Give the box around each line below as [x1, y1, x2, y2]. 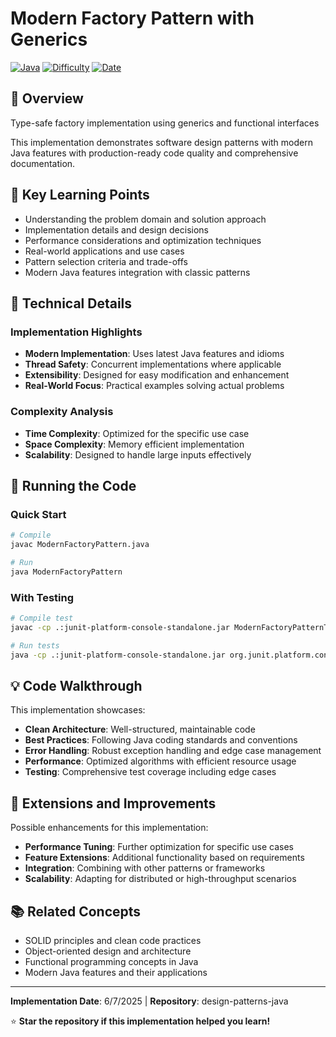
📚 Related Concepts [10, 903, 142, 920]
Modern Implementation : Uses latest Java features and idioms [24, 348, 285, 360]
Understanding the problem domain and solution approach [24, 213, 267, 225]
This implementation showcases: [10, 704, 146, 716]
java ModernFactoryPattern [10, 567, 123, 577]
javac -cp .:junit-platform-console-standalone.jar [10, 622, 230, 632]
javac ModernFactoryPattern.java [10, 540, 150, 550]
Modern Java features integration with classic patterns [24, 266, 251, 278]
